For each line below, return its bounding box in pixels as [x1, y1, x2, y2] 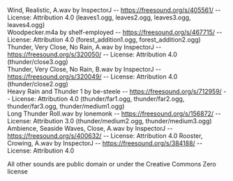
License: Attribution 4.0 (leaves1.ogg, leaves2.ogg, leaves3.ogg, [7, 13, 191, 22]
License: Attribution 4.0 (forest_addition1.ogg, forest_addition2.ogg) [7, 36, 201, 44]
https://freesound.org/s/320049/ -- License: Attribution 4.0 [7, 72, 178, 81]
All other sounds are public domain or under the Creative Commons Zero [7, 160, 216, 168]
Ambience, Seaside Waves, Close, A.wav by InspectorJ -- [7, 125, 173, 132]
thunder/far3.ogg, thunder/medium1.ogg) [7, 102, 125, 110]
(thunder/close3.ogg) [7, 58, 68, 65]
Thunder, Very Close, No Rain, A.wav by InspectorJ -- [7, 43, 162, 51]
